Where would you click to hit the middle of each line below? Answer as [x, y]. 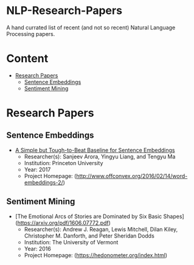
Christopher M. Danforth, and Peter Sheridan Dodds [89, 236]
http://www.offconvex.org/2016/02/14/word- [132, 176]
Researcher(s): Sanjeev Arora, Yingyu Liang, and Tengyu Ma [100, 157]
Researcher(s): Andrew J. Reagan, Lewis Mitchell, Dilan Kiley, [101, 229]
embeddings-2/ [44, 182]
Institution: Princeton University [64, 163]
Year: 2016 [38, 249]
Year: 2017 [37, 169]
